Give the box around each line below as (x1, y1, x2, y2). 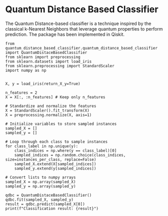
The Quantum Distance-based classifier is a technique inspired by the (5, 20, 151, 26)
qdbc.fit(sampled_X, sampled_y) (5, 197, 74, 202)
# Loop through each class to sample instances (5, 139, 108, 144)
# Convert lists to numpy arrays (5, 175, 76, 180)
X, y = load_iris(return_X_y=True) (5, 81, 81, 86)
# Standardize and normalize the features (5, 103, 96, 109)
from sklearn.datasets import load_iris (5, 59, 92, 64)
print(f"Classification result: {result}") (5, 206, 99, 211)
